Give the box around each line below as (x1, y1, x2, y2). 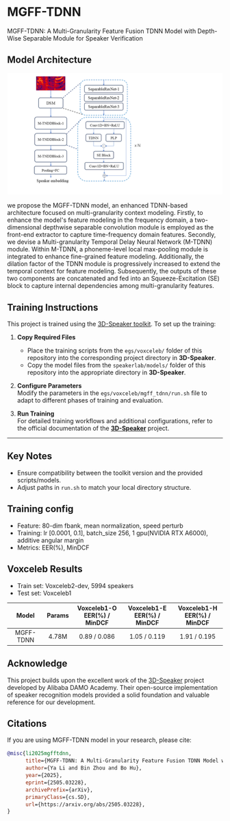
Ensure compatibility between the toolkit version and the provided (16, 469, 203, 477)
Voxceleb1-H (177, 604, 218, 612)
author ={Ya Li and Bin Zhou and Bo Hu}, (25, 765, 142, 772)
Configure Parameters (16, 382, 82, 390)
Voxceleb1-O (77, 604, 117, 612)
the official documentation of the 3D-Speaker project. (16, 424, 170, 433)
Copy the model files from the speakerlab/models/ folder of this (27, 361, 206, 370)
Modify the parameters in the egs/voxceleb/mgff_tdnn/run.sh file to (16, 389, 207, 397)
